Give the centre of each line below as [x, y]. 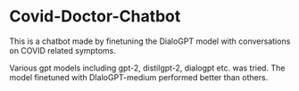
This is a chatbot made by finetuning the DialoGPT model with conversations [150, 41]
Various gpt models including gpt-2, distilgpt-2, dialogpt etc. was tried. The [147, 68]
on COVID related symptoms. [62, 50]
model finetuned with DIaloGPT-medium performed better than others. [139, 77]
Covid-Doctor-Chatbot [95, 17]
